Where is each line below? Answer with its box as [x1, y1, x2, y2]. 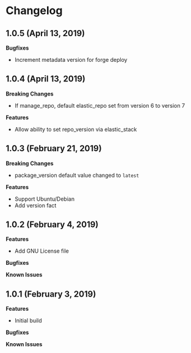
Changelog [5, 4, 63, 18]
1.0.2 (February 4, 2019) [5, 220, 99, 230]
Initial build [14, 317, 42, 324]
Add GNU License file [14, 247, 70, 255]
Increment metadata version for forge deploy [14, 56, 128, 63]
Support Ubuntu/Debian [14, 195, 74, 203]
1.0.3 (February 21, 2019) [5, 143, 102, 154]
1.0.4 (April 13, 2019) [5, 74, 86, 84]
